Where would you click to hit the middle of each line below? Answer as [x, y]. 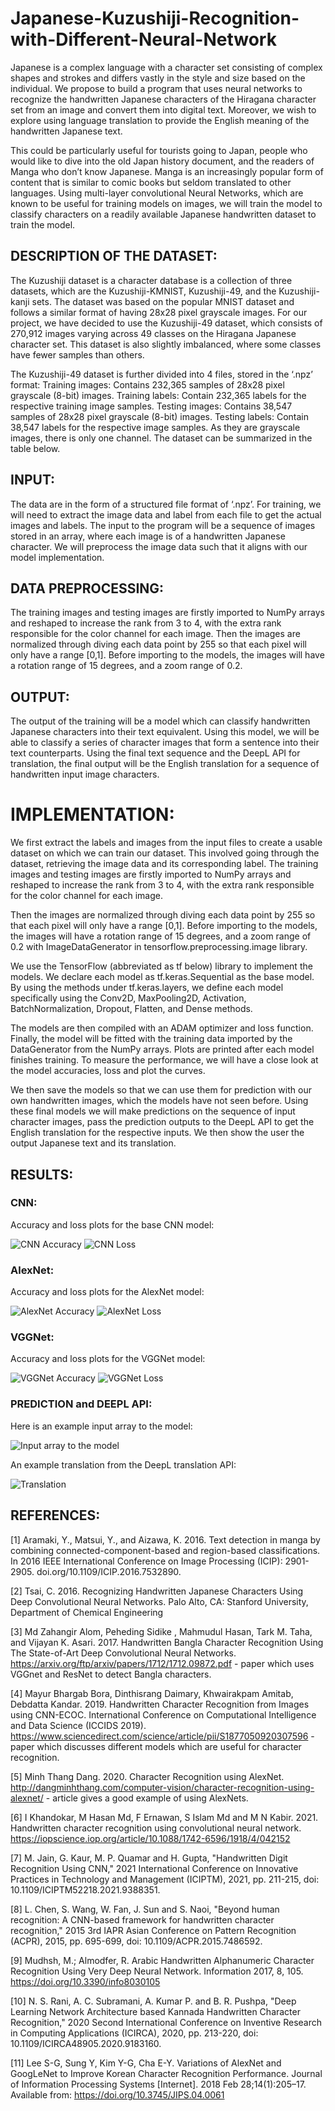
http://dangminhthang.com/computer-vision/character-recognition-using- [162, 1787]
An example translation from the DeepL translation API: [123, 1464]
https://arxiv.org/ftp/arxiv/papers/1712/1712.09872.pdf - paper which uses [162, 1663]
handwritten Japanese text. [66, 131]
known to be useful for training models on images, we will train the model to [166, 203]
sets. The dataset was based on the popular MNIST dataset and [163, 301]
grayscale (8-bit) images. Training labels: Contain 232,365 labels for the [158, 395]
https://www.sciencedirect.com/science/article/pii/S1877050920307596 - [162, 1736]
